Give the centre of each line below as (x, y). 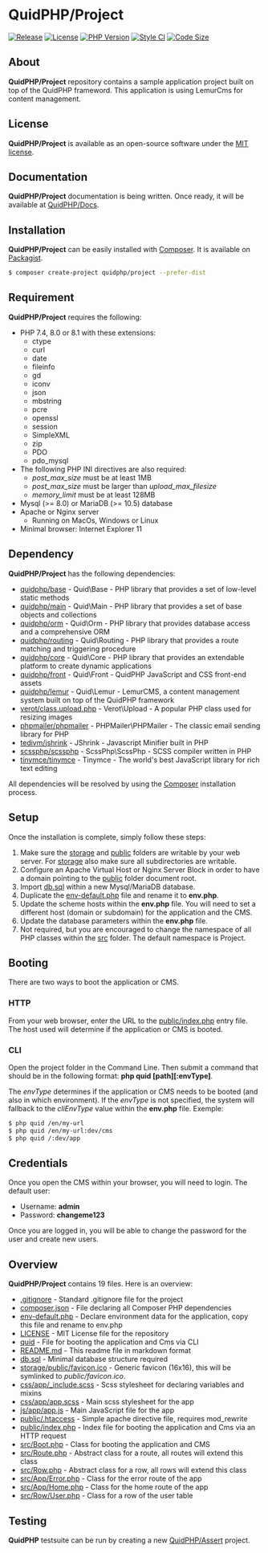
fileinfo (43, 366)
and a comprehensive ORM (65, 631)
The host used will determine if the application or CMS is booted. (116, 1029)
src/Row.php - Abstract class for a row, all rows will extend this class (133, 1470)
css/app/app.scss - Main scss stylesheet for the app (107, 1402)
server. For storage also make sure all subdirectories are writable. (128, 861)
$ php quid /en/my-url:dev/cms (61, 1131)
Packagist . (26, 258)
